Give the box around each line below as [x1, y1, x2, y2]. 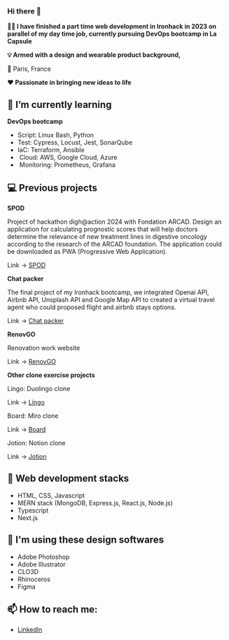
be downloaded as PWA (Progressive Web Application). [7, 247, 168, 255]
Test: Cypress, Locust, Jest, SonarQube [17, 138, 133, 147]
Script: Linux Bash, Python [17, 131, 95, 139]
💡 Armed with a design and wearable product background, [7, 50, 181, 59]
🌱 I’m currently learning [7, 98, 112, 111]
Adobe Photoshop [17, 552, 70, 561]
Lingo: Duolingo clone [7, 384, 71, 393]
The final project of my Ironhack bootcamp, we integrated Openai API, [7, 287, 209, 297]
